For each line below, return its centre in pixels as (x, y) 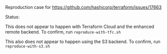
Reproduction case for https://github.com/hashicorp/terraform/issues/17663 (83, 7)
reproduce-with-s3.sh (28, 46)
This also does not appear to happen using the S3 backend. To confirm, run (83, 41)
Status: (12, 17)
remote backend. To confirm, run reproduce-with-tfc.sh (63, 32)
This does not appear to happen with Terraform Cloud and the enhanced (80, 26)
